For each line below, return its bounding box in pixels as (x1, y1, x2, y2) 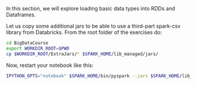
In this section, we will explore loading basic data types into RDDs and (6, 5, 175, 12)
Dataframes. (6, 11, 36, 18)
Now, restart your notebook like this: (6, 62, 94, 69)
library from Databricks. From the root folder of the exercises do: (6, 29, 162, 36)
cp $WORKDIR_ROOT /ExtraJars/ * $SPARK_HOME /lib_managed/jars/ (6, 51, 159, 57)
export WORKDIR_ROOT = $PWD (6, 45, 69, 52)
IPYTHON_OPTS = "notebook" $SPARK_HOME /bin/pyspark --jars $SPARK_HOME (6, 73, 180, 79)
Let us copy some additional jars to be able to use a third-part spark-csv (6, 23, 181, 29)
